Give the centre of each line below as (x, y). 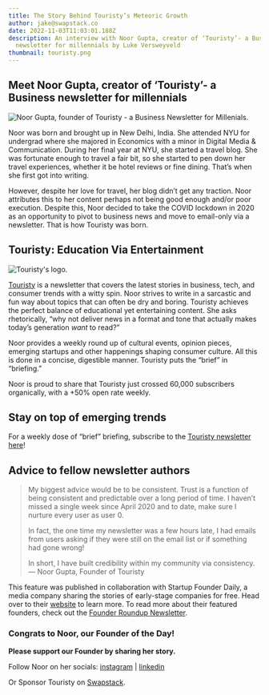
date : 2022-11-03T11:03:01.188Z (62, 30)
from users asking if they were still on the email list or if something (137, 539)
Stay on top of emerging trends (87, 418)
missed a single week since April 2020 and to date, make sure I (132, 507)
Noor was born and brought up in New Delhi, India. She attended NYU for (129, 132)
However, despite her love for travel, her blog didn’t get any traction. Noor (130, 191)
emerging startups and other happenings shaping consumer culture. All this (133, 351)
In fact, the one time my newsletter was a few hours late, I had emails (142, 531)
